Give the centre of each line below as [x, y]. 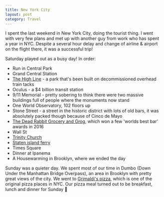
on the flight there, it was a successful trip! [49, 49]
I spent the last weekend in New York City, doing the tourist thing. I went [79, 33]
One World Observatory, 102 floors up [51, 106]
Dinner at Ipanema [31, 153]
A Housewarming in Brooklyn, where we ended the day [69, 159]
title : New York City [28, 10]
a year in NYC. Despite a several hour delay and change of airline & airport [82, 44]
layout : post [19, 14]
